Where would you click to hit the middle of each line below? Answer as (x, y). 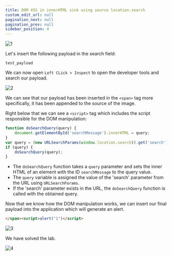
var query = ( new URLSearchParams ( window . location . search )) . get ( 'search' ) (87, 142)
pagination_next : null (29, 19)
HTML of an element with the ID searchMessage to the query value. (82, 172)
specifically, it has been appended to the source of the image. (71, 104)
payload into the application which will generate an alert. (65, 209)
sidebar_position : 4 (27, 29)
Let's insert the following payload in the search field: (61, 54)
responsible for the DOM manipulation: (46, 119)
